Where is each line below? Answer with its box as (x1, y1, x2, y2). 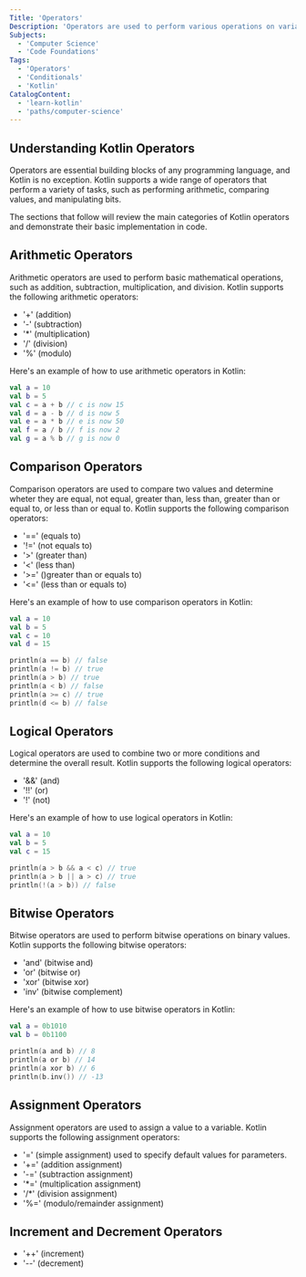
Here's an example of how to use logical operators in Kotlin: (9, 812, 233, 823)
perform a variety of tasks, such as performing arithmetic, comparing (9, 184, 270, 195)
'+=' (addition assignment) (22, 1158, 123, 1169)
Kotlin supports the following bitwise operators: (9, 939, 187, 950)
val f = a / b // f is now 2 (9, 425, 120, 434)
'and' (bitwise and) (22, 958, 94, 968)
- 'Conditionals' (17, 73, 84, 82)
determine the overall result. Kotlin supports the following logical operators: (9, 758, 292, 769)
